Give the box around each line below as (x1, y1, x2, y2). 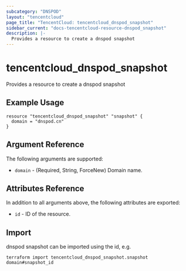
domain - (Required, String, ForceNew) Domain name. (14, 166, 143, 173)
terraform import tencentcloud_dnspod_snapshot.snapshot (6, 255, 148, 260)
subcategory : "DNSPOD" (6, 8, 62, 15)
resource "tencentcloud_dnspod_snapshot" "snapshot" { (6, 113, 143, 119)
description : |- (6, 31, 46, 36)
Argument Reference (6, 139, 84, 150)
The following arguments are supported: (6, 155, 104, 162)
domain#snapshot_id (6, 260, 54, 266)
